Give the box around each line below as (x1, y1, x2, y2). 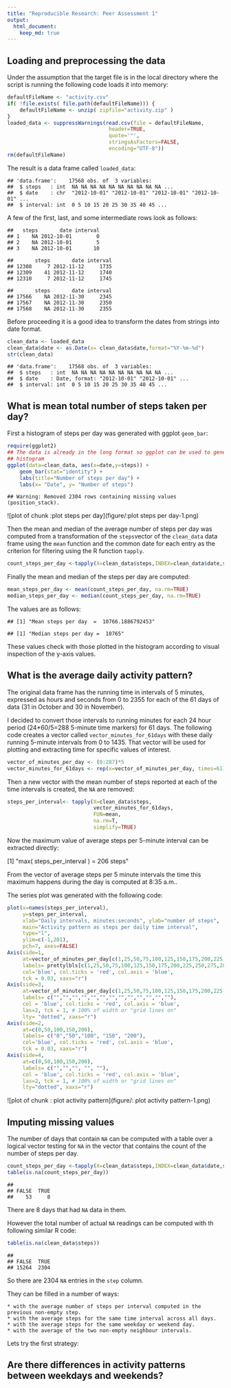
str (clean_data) (7, 351, 54, 358)
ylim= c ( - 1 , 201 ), (22, 936, 69, 943)
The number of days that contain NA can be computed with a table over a (7, 1135, 213, 1143)
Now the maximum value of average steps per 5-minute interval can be (7, 836, 209, 845)
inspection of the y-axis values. (7, 650, 96, 658)
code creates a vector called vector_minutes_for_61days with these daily (7, 730, 213, 738)
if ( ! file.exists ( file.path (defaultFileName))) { (7, 100, 155, 107)
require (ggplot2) (7, 443, 57, 450)
